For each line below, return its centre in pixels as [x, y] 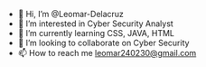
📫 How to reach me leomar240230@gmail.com [107, 53]
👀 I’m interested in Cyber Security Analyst [95, 24]
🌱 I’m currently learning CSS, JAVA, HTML [96, 33]
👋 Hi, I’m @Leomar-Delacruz [71, 14]
